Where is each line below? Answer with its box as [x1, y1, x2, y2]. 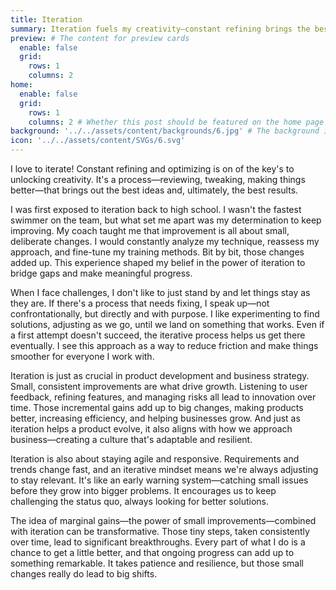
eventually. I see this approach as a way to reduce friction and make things [10, 340, 319, 351]
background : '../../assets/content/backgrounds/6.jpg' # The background [10, 126, 320, 136]
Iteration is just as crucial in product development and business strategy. [10, 370, 310, 381]
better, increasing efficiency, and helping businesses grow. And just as [10, 412, 301, 424]
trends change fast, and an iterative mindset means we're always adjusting [10, 464, 319, 475]
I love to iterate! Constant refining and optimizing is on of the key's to [10, 163, 295, 175]
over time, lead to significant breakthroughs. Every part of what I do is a [10, 536, 306, 548]
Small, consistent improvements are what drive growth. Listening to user [10, 381, 308, 392]
